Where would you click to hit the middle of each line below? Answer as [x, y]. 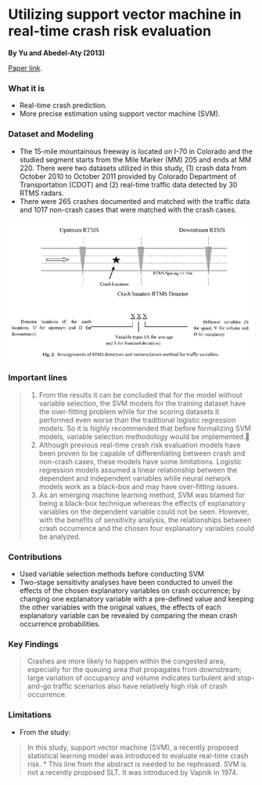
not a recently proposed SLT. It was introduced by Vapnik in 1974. [133, 772]
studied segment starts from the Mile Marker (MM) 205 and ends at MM [135, 159]
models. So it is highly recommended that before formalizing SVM [145, 428]
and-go [39, 686]
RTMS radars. [41, 193]
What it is [27, 88]
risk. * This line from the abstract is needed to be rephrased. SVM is [136, 764]
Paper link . [25, 67]
